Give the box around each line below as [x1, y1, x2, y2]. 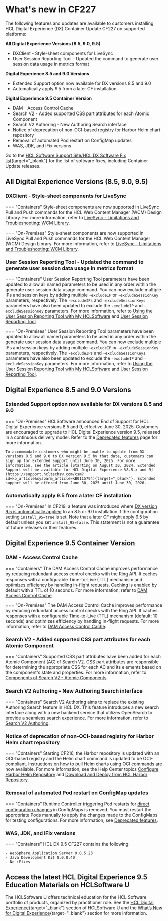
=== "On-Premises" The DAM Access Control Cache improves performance [5, 602, 163, 608]
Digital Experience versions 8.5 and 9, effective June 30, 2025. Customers [5, 423, 159, 430]
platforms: [5, 31, 27, 37]
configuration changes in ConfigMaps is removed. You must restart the [5, 806, 152, 812]
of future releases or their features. [5, 524, 78, 530]
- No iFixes [5, 860, 30, 865]
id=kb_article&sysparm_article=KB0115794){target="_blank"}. [5, 476, 136, 481]
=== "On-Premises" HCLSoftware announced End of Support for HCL [5, 418, 149, 424]
